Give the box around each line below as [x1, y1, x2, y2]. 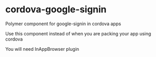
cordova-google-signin [5, 4, 107, 15]
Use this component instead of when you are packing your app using [5, 30, 151, 36]
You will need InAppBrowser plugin [5, 46, 80, 52]
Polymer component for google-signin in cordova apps [5, 21, 122, 27]
